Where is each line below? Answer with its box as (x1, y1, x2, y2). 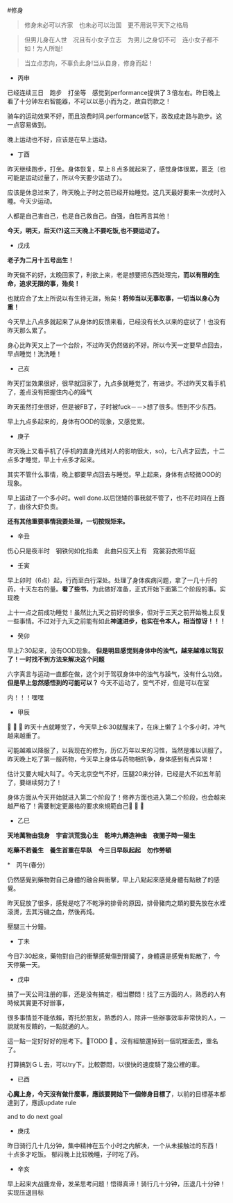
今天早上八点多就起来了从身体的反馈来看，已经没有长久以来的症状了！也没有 (7, 318, 226, 326)
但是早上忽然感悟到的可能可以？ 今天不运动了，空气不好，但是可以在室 (7, 679, 209, 687)
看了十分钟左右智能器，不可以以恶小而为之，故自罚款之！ (7, 97, 171, 106)
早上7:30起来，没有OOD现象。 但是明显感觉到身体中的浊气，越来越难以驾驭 (7, 646, 224, 655)
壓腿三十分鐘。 (7, 923, 50, 930)
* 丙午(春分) (7, 861, 46, 869)
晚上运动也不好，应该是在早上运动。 (7, 135, 111, 144)
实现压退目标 (7, 1188, 44, 1196)
